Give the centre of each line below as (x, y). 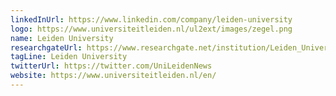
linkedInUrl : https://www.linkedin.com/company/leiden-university (151, 19)
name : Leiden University (62, 38)
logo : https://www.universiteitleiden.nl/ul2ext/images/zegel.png (151, 29)
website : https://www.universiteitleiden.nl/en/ (113, 76)
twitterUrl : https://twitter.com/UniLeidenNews (111, 66)
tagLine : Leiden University (69, 57)
